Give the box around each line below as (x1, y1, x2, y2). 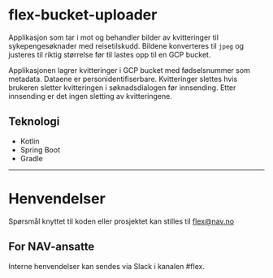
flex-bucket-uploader (8, 6, 158, 24)
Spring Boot (19, 144, 61, 155)
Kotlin (19, 136, 40, 146)
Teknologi (8, 115, 60, 129)
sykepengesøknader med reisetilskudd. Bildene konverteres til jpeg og (8, 41, 245, 50)
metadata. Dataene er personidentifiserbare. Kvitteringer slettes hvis (8, 74, 238, 83)
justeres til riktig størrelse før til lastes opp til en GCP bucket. (8, 49, 211, 59)
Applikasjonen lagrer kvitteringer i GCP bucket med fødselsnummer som (8, 65, 250, 75)
